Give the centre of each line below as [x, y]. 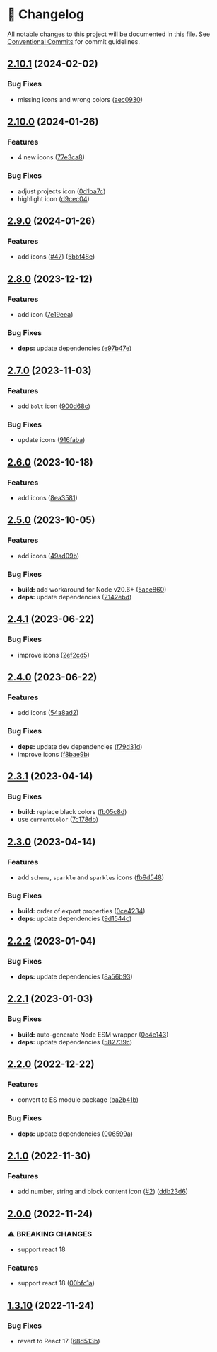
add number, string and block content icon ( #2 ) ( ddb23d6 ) [103, 1192]
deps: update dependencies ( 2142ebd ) [75, 597]
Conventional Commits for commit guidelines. [74, 41]
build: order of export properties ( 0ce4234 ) [81, 911]
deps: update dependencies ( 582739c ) [75, 1042]
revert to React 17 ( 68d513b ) [59, 1341]
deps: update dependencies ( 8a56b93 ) [75, 976]
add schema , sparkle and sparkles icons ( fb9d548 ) [91, 877]
